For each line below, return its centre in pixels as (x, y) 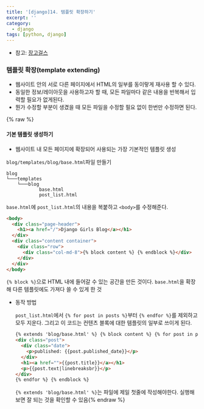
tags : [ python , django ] (37, 35)
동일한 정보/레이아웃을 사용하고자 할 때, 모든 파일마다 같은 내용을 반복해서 (102, 92)
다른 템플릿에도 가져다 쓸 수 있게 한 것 (57, 290)
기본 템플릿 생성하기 (30, 134)
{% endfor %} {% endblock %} (52, 380)
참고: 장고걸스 (32, 53)
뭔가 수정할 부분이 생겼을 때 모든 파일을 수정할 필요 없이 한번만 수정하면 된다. (106, 107)
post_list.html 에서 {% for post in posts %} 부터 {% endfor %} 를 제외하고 (106, 315)
